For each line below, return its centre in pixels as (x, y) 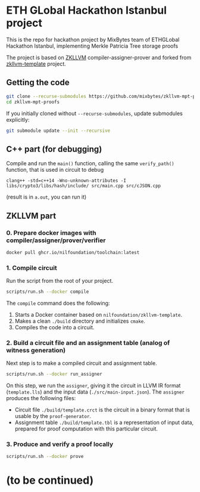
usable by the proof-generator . (53, 416)
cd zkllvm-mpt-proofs (33, 102)
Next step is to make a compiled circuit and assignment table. (82, 363)
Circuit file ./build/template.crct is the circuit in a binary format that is (102, 410)
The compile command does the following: (58, 303)
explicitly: (18, 119)
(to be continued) (50, 480)
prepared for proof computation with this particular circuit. (86, 429)
